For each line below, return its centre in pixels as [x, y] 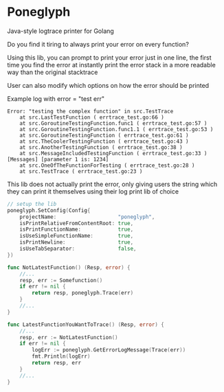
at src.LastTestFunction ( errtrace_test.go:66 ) [92, 117]
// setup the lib [32, 204]
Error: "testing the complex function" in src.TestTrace [90, 111]
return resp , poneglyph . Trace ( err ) [83, 293]
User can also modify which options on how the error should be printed [108, 85]
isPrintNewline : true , [77, 242]
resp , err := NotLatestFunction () [69, 337]
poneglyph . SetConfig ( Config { [49, 210]
